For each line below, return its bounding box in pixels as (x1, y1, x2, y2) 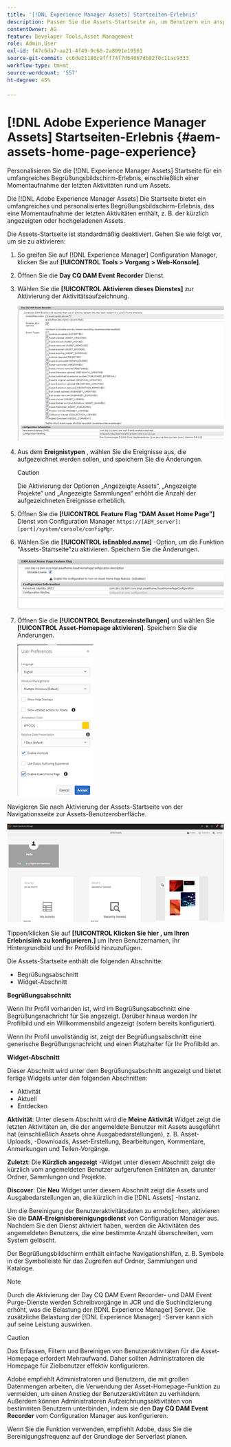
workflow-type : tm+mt (7, 62, 69, 69)
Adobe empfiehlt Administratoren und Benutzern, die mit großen (7, 1375, 189, 1383)
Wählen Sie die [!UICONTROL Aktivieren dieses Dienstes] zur (16, 285, 195, 293)
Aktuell (16, 1094, 37, 1103)
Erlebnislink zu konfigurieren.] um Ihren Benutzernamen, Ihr (7, 936, 180, 945)
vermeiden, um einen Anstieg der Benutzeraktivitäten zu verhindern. (7, 1389, 201, 1397)
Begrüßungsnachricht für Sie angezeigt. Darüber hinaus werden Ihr (7, 1012, 198, 1020)
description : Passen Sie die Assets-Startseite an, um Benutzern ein (7, 18, 211, 26)
